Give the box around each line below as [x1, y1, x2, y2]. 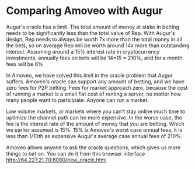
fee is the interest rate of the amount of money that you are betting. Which [6, 120, 185, 127]
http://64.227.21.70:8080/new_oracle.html [6, 156, 107, 163]
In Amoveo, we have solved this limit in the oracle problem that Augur [6, 72, 173, 79]
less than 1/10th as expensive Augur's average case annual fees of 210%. [6, 132, 183, 139]
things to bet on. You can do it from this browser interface [6, 150, 145, 157]
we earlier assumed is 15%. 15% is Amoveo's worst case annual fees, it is [6, 126, 183, 133]
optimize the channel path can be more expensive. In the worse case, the [6, 114, 183, 121]
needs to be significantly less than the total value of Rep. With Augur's [6, 29, 175, 36]
